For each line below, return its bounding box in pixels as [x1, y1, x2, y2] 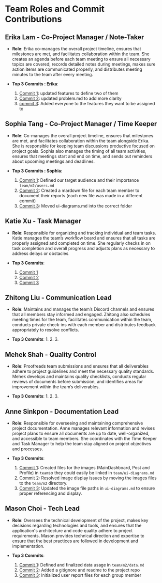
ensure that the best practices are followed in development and [12, 538, 139, 544]
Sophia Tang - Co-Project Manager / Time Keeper [5, 120, 157, 128]
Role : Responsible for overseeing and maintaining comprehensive [12, 420, 143, 426]
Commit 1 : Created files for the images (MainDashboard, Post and [19, 465, 150, 471]
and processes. [12, 446, 43, 452]
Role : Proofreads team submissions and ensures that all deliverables [12, 363, 149, 369]
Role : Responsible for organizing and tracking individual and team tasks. [12, 230, 156, 236]
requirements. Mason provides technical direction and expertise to [12, 533, 145, 538]
